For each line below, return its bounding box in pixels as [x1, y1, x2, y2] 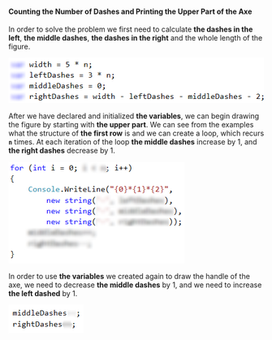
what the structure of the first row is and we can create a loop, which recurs [8, 128, 265, 138]
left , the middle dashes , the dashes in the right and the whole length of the [8, 33, 263, 43]
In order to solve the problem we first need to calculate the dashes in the [8, 24, 253, 34]
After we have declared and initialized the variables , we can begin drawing [8, 111, 260, 121]
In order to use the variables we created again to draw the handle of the [8, 272, 250, 282]
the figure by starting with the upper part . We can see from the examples [8, 120, 254, 130]
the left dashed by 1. [8, 289, 78, 299]
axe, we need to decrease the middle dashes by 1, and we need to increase [8, 280, 262, 290]
